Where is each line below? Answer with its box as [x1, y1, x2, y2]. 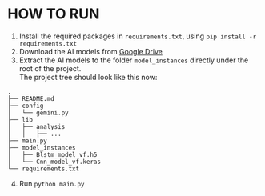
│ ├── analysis [7, 122, 66, 130]
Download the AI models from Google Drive [18, 46, 163, 56]
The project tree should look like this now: [18, 72, 158, 82]
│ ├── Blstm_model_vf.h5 [7, 150, 98, 158]
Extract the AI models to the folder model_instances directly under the [18, 55, 249, 65]
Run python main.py [18, 178, 85, 188]
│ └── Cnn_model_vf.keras [7, 158, 102, 166]
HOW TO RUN [7, 5, 100, 23]
